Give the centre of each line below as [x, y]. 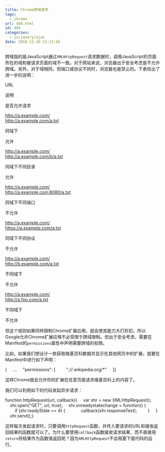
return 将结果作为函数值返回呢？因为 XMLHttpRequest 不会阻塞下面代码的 [77, 438]
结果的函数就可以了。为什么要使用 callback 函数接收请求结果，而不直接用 [82, 432]
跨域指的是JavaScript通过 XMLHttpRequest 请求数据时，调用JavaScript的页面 [81, 56]
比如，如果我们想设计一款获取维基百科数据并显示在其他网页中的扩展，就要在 [82, 353]
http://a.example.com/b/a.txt [34, 156]
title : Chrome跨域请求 [27, 10]
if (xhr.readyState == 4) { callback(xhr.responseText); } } [86, 411]
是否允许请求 [18, 105]
